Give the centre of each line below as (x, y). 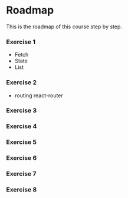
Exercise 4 (22, 126)
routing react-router (39, 95)
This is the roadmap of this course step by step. (64, 27)
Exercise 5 (22, 142)
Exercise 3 (22, 111)
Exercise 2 (22, 82)
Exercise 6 (22, 158)
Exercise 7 (21, 174)
